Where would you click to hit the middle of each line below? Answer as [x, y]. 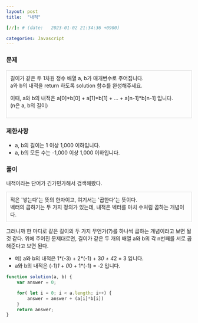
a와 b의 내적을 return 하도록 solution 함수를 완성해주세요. [76, 85]
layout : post [22, 11]
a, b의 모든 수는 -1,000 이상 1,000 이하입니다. [67, 152]
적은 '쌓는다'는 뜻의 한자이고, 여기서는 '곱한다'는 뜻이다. [74, 200]
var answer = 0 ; [37, 283]
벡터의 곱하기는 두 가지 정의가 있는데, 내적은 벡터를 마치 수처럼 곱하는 [90, 207]
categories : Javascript [35, 38]
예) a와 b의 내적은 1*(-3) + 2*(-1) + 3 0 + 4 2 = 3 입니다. [79, 258]
